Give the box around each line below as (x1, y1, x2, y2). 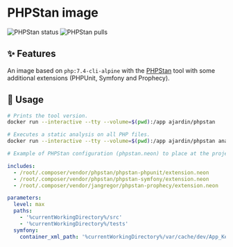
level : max (13, 201, 45, 208)
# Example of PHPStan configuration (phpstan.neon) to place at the (7, 151, 209, 157)
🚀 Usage (7, 94, 44, 105)
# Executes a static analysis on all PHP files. (7, 131, 150, 138)
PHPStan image (7, 5, 99, 21)
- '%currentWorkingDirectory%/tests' (19, 220, 129, 227)
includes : (7, 162, 36, 169)
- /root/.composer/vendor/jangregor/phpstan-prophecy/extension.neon (13, 182, 218, 189)
